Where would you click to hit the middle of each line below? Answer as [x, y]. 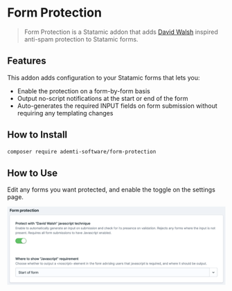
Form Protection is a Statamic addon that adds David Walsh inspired [121, 32]
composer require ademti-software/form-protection [82, 151]
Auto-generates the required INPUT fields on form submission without [117, 106]
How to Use [33, 173]
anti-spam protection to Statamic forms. [81, 39]
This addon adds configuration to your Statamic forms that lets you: [104, 77]
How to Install [37, 135]
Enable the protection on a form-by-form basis [83, 91]
